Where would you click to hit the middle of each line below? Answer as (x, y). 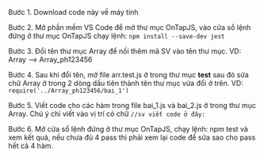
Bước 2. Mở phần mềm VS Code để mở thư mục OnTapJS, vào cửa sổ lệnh (130, 27)
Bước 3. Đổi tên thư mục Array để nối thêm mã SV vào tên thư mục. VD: (125, 51)
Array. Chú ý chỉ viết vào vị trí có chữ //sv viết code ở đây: (107, 114)
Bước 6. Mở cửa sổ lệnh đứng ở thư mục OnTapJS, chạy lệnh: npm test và (128, 129)
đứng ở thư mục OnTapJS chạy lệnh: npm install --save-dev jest (117, 36)
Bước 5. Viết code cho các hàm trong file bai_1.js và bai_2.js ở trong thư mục (132, 105)
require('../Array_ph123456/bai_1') (69, 91)
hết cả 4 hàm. (31, 146)
